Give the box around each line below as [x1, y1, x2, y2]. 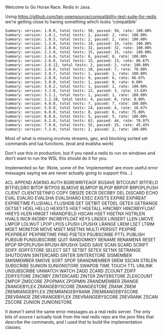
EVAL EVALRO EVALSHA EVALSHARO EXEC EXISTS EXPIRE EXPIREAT [5, 195, 146, 201]
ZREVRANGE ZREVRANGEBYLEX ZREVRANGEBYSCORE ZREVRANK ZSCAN [5, 294, 158, 300]
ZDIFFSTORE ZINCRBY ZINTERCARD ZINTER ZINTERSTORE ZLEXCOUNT [5, 273, 153, 279]
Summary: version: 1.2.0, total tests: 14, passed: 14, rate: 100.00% [5, 41, 152, 46]
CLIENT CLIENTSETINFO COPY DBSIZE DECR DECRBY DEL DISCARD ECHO [5, 190, 159, 195]
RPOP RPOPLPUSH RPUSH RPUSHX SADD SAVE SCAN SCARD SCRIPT [5, 242, 149, 248]
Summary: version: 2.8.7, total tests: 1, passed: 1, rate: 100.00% [5, 71, 147, 76]
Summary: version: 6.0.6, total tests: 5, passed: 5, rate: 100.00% [5, 114, 147, 119]
